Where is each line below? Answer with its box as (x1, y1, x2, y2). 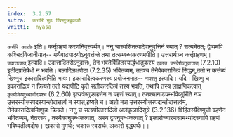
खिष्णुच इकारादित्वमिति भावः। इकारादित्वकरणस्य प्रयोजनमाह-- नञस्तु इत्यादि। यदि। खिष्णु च (7, 74, 210, 83)
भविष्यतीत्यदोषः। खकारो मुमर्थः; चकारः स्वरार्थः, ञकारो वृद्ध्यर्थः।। (7, 122, 149, 130)
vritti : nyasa (7, 23, 52, 30)
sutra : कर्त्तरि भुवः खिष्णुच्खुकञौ (7, 17, 81, 24)
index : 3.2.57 (7, 10, 52, 18)
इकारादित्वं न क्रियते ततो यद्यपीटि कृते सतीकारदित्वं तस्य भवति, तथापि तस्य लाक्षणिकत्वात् (7, 82, 201, 91)
